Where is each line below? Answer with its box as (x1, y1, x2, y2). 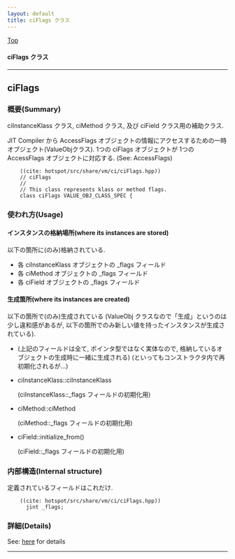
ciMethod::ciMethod (17, 404, 76, 413)
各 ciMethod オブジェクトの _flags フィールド (17, 269, 149, 277)
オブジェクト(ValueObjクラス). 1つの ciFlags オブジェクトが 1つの (7, 145, 194, 154)
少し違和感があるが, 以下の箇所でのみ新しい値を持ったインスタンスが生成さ (7, 320, 225, 329)
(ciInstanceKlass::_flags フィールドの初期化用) (17, 390, 151, 399)
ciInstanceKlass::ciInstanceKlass (17, 376, 112, 384)
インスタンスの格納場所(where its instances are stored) (7, 228, 169, 236)
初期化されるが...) (17, 362, 69, 370)
